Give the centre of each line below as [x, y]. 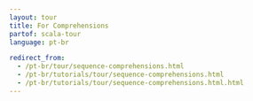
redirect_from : [37, 58]
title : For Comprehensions [59, 26]
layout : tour [33, 17]
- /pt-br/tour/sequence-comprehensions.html [101, 66]
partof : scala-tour [45, 34]
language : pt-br [39, 42]
